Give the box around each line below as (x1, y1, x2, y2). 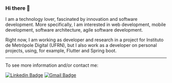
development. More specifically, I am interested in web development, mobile (5, 21, 166, 27)
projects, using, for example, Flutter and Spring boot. (5, 48, 117, 54)
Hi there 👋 (5, 5, 31, 12)
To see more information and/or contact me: (5, 62, 99, 68)
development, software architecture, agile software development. (5, 27, 143, 33)
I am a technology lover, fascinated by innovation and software (5, 16, 138, 22)
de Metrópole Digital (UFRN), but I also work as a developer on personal (5, 42, 157, 48)
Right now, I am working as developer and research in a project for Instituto (5, 37, 164, 43)
